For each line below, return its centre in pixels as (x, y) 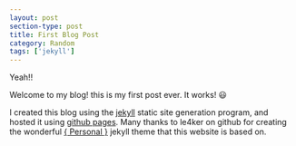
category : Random (42, 43)
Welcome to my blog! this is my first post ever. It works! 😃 (118, 95)
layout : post (34, 18)
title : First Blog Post (54, 34)
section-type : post (46, 26)
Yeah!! (21, 77)
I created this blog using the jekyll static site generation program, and (139, 112)
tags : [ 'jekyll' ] (42, 52)
